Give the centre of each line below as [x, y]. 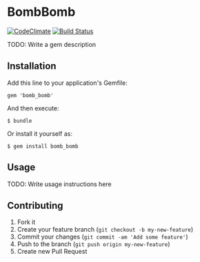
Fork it [26, 222]
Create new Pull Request [52, 252]
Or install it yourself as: [40, 133]
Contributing [35, 205]
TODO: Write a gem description [52, 44]
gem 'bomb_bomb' [30, 95]
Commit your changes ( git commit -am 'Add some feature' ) [102, 237]
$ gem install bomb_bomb [43, 146]
